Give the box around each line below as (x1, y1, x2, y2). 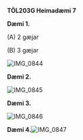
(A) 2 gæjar (7, 33, 39, 41)
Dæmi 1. (7, 20, 31, 27)
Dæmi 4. (7, 126, 32, 133)
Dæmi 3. (7, 99, 32, 107)
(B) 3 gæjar (7, 46, 39, 54)
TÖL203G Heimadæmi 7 (7, 7, 76, 14)
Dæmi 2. (7, 72, 32, 81)
